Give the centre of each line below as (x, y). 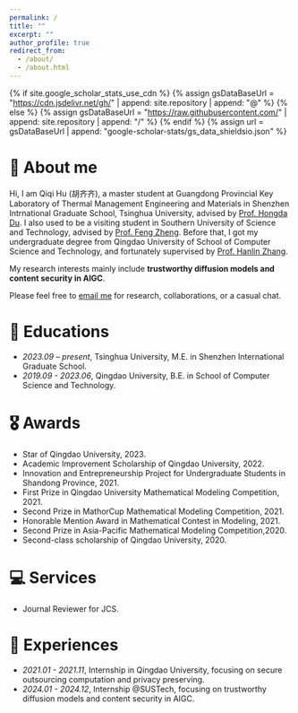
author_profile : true (50, 43)
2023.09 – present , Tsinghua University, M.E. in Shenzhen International (153, 356)
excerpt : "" (31, 34)
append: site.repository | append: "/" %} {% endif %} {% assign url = (136, 121)
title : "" (28, 26)
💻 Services (53, 577)
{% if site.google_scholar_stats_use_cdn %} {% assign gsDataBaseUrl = (142, 93)
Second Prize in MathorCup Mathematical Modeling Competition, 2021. (153, 511)
